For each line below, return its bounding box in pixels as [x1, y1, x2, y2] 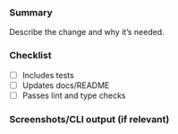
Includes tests [21, 69, 74, 80]
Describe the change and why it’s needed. [9, 27, 165, 38]
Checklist [9, 49, 52, 62]
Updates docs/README [21, 79, 110, 91]
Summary [9, 6, 54, 19]
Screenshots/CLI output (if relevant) [9, 112, 170, 125]
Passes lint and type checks [21, 90, 126, 101]
